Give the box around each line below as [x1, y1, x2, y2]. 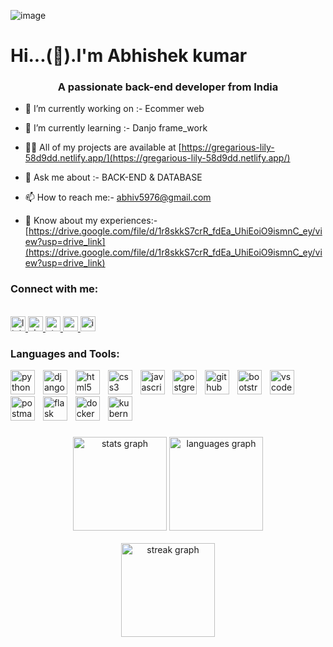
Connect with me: [10, 282, 99, 296]
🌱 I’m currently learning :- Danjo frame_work [24, 122, 208, 134]
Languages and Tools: [10, 346, 120, 360]
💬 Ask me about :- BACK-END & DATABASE [24, 171, 203, 184]
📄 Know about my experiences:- [24, 215, 158, 227]
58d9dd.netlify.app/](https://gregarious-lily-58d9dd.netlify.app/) [24, 152, 291, 164]
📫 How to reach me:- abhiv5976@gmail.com [24, 191, 212, 204]
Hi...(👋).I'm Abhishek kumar [10, 45, 248, 67]
